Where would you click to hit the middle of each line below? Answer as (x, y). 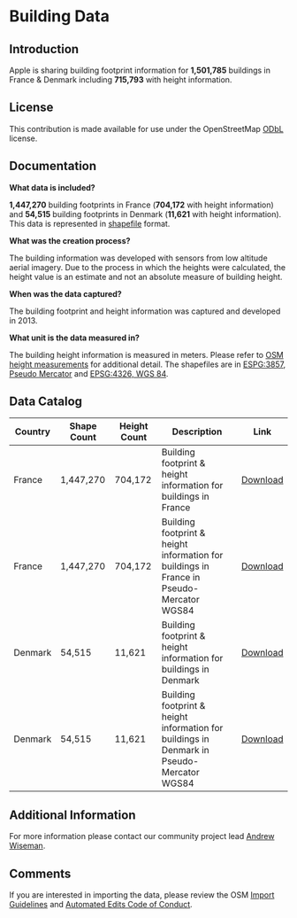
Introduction (44, 49)
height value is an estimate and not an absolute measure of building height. (146, 276)
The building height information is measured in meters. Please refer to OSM (147, 354)
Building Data (60, 16)
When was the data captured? (65, 293)
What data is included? (52, 187)
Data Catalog (46, 402)
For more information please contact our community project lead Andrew (142, 836)
